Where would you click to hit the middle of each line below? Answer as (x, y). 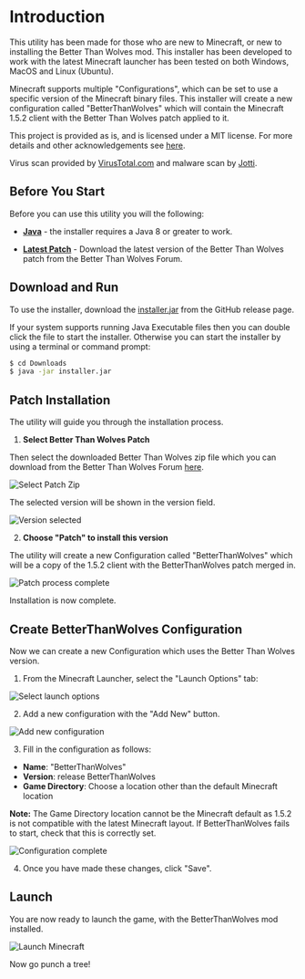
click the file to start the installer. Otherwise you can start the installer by (145, 337)
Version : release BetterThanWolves (89, 776)
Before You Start (57, 192)
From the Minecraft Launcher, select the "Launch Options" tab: (140, 678)
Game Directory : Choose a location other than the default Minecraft (150, 786)
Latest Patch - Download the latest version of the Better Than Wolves (153, 249)
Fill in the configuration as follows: (87, 749)
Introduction (57, 17)
